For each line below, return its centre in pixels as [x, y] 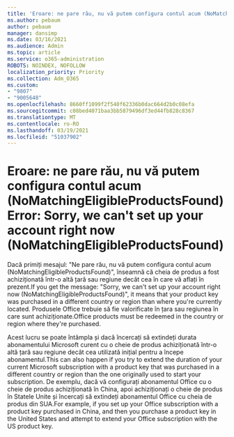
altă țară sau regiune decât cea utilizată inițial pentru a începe [95, 352]
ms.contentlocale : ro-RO [43, 124]
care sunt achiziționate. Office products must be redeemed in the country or [116, 316]
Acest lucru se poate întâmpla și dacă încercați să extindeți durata [102, 337]
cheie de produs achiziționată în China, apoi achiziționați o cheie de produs [115, 389]
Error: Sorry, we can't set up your [106, 216]
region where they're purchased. [54, 324]
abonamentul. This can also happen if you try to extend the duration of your [115, 360]
